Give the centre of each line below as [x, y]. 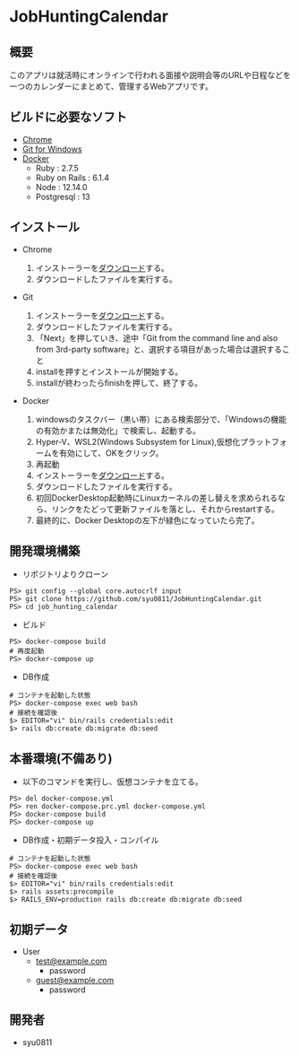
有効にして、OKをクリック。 [111, 453]
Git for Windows [52, 149]
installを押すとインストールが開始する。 [109, 371]
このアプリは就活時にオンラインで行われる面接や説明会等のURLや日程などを [150, 75]
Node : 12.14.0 [61, 187]
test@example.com [71, 961]
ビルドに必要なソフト [68, 117]
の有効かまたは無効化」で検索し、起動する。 [118, 430]
